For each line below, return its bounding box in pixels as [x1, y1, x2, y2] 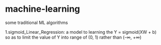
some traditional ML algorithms [5, 20, 68, 25]
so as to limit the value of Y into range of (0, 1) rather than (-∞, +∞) [5, 34, 142, 40]
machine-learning [5, 3, 80, 15]
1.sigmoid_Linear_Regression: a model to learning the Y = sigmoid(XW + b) [5, 29, 157, 35]
